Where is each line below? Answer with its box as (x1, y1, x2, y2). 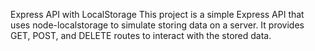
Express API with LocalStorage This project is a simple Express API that (10, 9, 305, 20)
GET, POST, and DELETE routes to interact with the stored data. (10, 30, 272, 41)
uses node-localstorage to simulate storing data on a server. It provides (10, 19, 305, 31)
